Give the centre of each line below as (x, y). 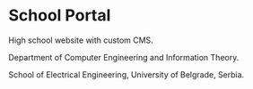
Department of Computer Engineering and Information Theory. (124, 57)
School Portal (60, 16)
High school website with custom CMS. (81, 40)
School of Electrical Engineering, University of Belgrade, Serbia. (126, 74)
